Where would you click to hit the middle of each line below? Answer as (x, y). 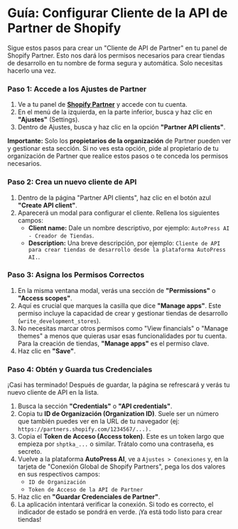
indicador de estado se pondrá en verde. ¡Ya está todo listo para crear (120, 512)
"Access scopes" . (45, 298)
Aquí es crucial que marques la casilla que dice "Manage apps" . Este (119, 305)
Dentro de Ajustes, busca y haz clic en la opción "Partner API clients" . (121, 127)
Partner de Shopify (64, 28)
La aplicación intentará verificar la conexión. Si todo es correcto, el (115, 504)
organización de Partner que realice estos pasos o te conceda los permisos (118, 156)
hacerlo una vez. (32, 70)
